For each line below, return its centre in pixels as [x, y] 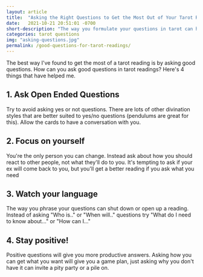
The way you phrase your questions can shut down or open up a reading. [98, 209]
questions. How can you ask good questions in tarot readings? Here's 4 [95, 69]
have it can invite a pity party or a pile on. [58, 268]
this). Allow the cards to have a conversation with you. [74, 122]
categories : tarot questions [43, 34]
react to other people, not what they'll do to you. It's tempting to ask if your [100, 162]
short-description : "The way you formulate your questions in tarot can [100, 29]
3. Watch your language [52, 194]
